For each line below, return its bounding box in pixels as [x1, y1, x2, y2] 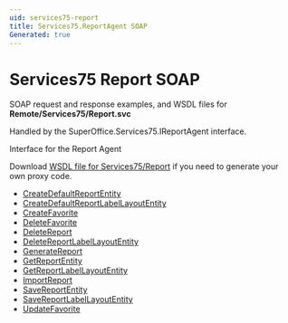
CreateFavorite [22, 207, 79, 218]
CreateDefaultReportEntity [22, 188, 121, 199]
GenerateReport [22, 246, 83, 257]
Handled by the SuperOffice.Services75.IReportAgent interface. [9, 126, 247, 137]
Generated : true [9, 30, 71, 39]
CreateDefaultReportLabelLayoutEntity [22, 198, 168, 209]
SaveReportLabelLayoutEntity [22, 294, 133, 305]
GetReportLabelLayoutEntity [22, 265, 129, 276]
